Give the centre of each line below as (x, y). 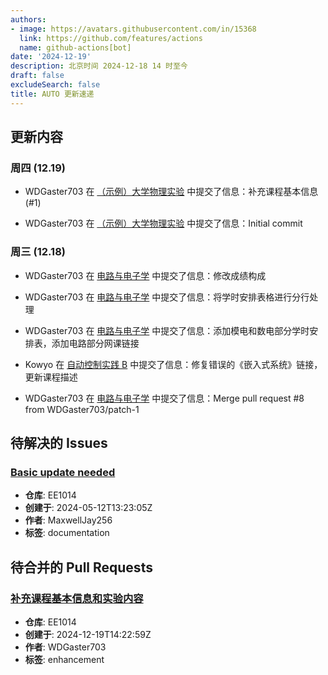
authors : (28, 19)
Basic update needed (63, 472)
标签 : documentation (67, 533)
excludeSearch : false (55, 85)
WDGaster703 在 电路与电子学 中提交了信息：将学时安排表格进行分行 (167, 297)
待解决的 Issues (59, 443)
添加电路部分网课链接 (95, 343)
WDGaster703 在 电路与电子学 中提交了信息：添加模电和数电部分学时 (167, 330)
